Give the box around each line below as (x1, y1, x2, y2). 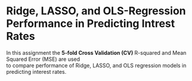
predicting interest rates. (6, 68, 67, 75)
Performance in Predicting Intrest (6, 17, 175, 30)
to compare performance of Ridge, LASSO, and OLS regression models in (6, 61, 187, 69)
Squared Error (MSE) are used (6, 55, 80, 63)
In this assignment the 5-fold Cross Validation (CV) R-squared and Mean (6, 49, 187, 56)
